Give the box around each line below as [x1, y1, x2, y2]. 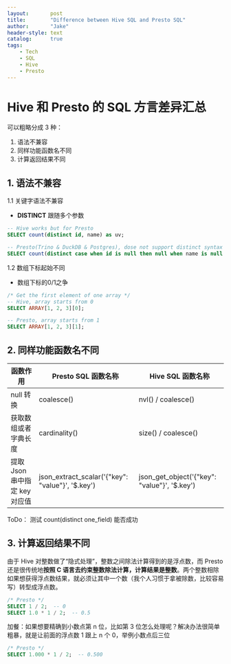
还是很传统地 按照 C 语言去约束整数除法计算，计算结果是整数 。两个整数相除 [7, 565, 219, 574]
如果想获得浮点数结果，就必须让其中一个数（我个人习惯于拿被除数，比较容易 [7, 574, 224, 582]
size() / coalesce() [138, 428, 198, 437]
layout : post [7, 10, 63, 17]
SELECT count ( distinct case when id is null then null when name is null [7, 250, 223, 257]
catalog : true [7, 36, 63, 43]
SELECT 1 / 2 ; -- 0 [7, 603, 67, 610]
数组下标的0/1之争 [16, 278, 69, 286]
